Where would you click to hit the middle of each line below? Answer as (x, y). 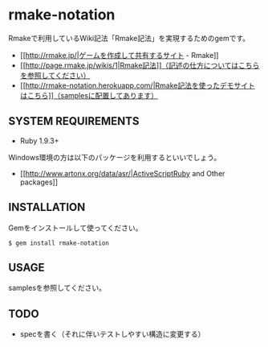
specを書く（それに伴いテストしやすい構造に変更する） (112, 334)
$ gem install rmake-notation (59, 243)
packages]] (39, 182)
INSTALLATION (47, 207)
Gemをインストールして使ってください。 (75, 228)
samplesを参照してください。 (57, 288)
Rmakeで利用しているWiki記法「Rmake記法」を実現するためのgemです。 (129, 38)
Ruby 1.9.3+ (39, 140)
